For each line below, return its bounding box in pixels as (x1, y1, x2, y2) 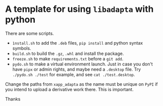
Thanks (5, 96, 21, 102)
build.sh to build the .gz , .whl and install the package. (12, 51, 124, 56)
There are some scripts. (5, 30, 54, 36)
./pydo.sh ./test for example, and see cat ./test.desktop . (12, 71, 135, 77)
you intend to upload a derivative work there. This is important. (5, 86, 134, 92)
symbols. (12, 45, 31, 51)
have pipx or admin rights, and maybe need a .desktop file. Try (12, 66, 141, 72)
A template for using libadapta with (5, 3, 154, 15)
